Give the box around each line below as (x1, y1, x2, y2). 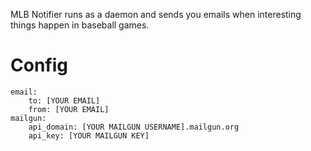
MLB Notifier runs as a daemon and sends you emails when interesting (10, 9, 302, 20)
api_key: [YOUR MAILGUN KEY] (28, 130, 150, 141)
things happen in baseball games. (10, 19, 150, 31)
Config (10, 54, 68, 77)
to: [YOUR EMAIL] (28, 95, 101, 106)
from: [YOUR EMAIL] (28, 104, 110, 114)
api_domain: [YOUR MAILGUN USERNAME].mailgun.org (28, 122, 240, 132)
